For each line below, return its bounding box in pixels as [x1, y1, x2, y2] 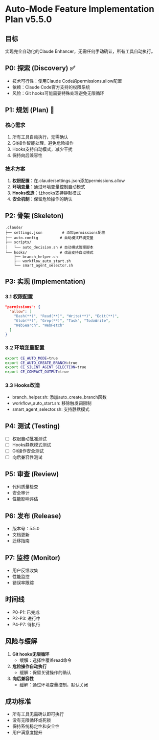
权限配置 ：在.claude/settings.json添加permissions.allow [12, 178, 125, 183]
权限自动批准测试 [12, 436, 47, 442]
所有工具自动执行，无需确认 [12, 134, 68, 140]
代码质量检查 [12, 484, 38, 490]
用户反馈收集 [12, 567, 38, 573]
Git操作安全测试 [12, 448, 44, 454]
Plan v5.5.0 [5, 14, 52, 25]
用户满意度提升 [12, 730, 43, 736]
